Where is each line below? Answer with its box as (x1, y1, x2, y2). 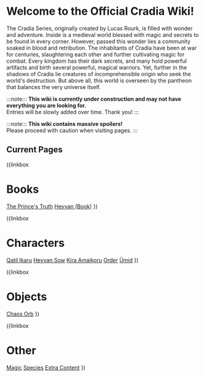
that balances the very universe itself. (6, 83, 101, 90)
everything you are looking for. (6, 101, 87, 109)
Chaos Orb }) (6, 310, 40, 317)
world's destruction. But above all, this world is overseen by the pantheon (6, 77, 192, 84)
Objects (6, 290, 47, 303)
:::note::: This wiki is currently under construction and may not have (6, 95, 182, 103)
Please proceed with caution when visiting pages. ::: (6, 126, 138, 134)
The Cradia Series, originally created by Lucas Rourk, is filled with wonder (6, 25, 193, 32)
